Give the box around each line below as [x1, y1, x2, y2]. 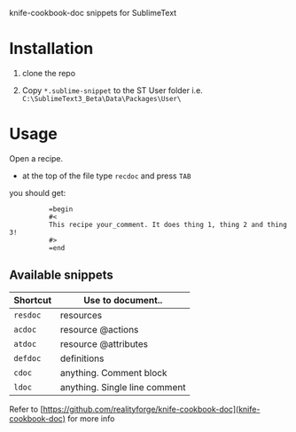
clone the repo [21, 67, 76, 78]
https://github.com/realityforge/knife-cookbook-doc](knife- [43, 404, 261, 414]
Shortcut [13, 294, 52, 306]
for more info [67, 412, 115, 424]
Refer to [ [9, 404, 43, 414]
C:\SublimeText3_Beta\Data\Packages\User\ [21, 94, 182, 103]
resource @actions [60, 323, 139, 335]
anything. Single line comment [60, 381, 186, 393]
